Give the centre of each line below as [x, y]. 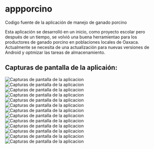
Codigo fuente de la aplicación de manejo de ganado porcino [66, 22]
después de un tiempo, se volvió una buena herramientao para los [71, 37]
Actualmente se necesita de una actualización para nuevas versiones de [77, 47]
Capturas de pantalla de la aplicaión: [61, 68]
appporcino [29, 9]
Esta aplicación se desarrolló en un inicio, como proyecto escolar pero [75, 32]
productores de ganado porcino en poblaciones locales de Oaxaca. [72, 42]
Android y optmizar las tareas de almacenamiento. [55, 52]
